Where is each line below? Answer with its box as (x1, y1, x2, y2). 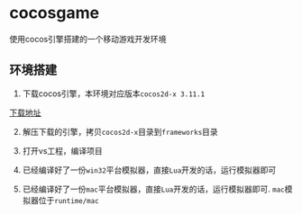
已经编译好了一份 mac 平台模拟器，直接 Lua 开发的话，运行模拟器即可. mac (22, 183, 286, 194)
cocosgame (9, 3, 100, 23)
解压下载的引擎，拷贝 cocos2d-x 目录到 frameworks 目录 (22, 126, 218, 137)
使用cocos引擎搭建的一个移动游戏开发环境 (9, 33, 167, 44)
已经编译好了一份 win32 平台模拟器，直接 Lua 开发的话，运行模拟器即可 (22, 165, 277, 175)
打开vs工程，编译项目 (22, 145, 104, 156)
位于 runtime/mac (38, 194, 99, 205)
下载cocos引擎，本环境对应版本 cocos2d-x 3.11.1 (22, 88, 206, 99)
